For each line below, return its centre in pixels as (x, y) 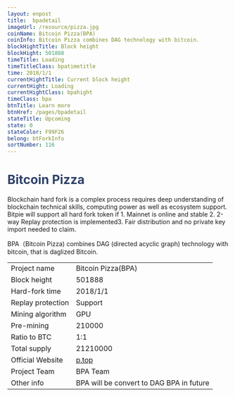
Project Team (33, 372)
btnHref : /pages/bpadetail (47, 112)
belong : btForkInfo (36, 138)
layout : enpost (30, 14)
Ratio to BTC (31, 337)
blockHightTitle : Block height (53, 47)
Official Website (37, 360)
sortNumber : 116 (31, 145)
